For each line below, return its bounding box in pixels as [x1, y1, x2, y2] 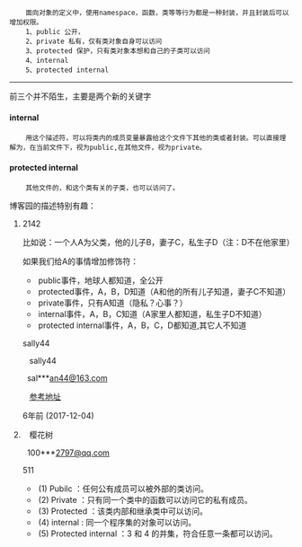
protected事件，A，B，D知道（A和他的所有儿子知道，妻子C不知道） [38, 287, 291, 297]
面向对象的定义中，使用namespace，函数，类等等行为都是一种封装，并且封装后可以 [25, 8, 289, 17]
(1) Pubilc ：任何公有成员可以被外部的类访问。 [38, 483, 209, 494]
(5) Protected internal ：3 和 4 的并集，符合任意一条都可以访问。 [38, 528, 278, 539]
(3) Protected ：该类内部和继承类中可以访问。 [38, 506, 209, 516]
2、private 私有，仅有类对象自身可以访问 [25, 37, 163, 46]
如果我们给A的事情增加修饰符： [22, 256, 139, 267]
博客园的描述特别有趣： [9, 200, 96, 211]
